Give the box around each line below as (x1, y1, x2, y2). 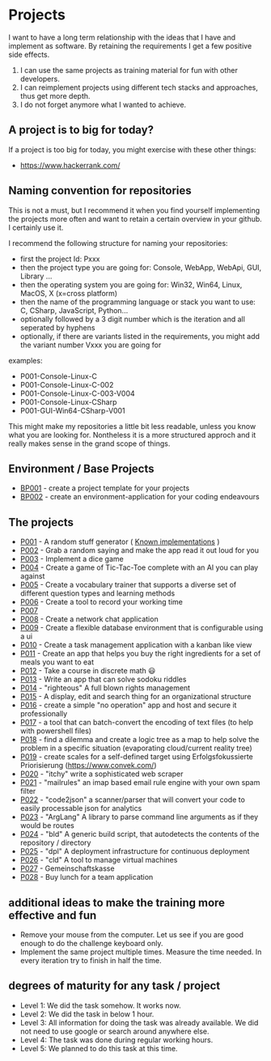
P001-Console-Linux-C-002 (19, 380, 114, 389)
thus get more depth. (19, 91, 91, 100)
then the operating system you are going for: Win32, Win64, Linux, (19, 279, 243, 289)
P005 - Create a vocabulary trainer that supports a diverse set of (19, 580, 237, 590)
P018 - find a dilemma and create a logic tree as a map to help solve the (19, 735, 260, 745)
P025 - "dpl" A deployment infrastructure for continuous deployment (19, 847, 250, 856)
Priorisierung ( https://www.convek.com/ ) (19, 761, 157, 770)
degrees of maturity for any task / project (8, 979, 221, 993)
